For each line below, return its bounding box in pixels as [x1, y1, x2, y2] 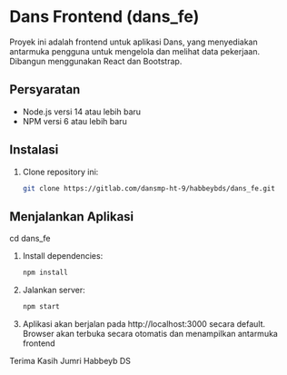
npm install [22, 268, 68, 278]
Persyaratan [9, 82, 81, 97]
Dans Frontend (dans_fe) [9, 6, 200, 27]
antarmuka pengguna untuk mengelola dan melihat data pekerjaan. [9, 45, 261, 56]
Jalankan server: [22, 284, 86, 296]
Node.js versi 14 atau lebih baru [22, 106, 142, 117]
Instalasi [9, 143, 59, 158]
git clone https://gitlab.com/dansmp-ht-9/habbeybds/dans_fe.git [22, 183, 275, 192]
